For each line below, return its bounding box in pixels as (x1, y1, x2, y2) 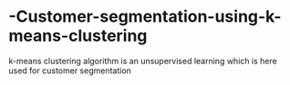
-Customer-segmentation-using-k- (8, 6, 282, 27)
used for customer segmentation (8, 65, 131, 76)
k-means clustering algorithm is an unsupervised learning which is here (8, 55, 277, 66)
